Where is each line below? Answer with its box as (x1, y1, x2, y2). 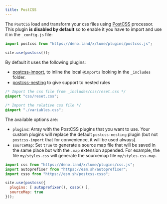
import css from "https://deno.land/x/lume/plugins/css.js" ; (5, 162, 135, 167)
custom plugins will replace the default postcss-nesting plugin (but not (12, 131, 158, 137)
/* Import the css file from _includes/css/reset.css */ (5, 89, 126, 95)
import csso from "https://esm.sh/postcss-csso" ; (5, 171, 111, 177)
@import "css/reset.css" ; (5, 94, 59, 99)
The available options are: (5, 116, 58, 122)
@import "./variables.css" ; (5, 107, 64, 112)
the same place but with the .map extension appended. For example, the (12, 147, 160, 153)
